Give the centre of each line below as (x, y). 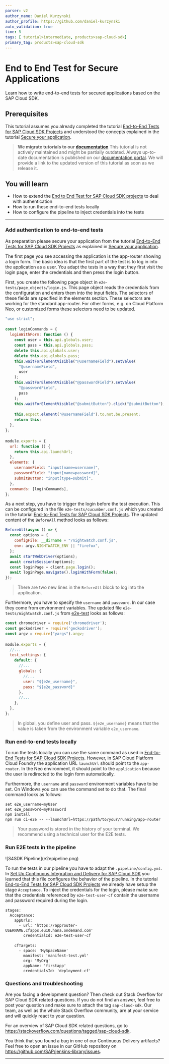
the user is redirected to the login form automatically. (60, 774)
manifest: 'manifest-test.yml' (56, 956)
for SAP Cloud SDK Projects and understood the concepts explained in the (82, 132)
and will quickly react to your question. (45, 1016)
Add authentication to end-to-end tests (54, 230)
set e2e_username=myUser (31, 805)
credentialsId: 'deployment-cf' (57, 971)
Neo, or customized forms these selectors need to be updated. (70, 309)
